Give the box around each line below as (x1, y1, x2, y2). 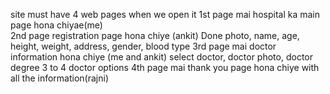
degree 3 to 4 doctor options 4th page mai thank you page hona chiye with (10, 62, 320, 73)
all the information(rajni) (10, 72, 110, 84)
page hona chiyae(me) (10, 19, 103, 31)
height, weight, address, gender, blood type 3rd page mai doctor (10, 40, 277, 52)
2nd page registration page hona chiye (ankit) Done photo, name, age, (10, 30, 300, 41)
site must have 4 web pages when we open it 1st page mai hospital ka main (10, 9, 321, 20)
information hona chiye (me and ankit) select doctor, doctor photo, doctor (10, 51, 313, 63)
